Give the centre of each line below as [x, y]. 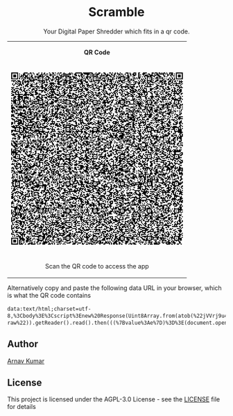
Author [23, 344]
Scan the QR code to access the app [97, 266]
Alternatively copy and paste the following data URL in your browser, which [114, 288]
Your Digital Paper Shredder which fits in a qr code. [116, 31]
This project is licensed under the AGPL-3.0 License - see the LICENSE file [114, 399]
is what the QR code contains [49, 295]
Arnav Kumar [26, 361]
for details [21, 407]
